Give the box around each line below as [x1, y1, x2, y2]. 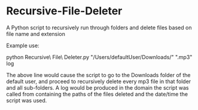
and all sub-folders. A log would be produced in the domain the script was [6, 84, 189, 91]
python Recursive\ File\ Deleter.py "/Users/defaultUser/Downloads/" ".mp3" [6, 53, 193, 60]
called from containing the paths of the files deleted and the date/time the [6, 90, 188, 97]
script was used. [6, 97, 47, 104]
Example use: [6, 42, 40, 49]
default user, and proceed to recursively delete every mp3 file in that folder [6, 78, 191, 85]
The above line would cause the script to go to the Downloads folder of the [6, 71, 191, 78]
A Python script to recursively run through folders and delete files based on [6, 24, 192, 31]
